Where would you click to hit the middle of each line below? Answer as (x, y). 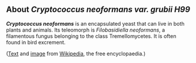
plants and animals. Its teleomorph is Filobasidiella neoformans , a (86, 30)
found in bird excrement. (36, 42)
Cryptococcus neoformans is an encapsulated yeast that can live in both (95, 23)
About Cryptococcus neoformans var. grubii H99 (98, 10)
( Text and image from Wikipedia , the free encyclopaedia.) (76, 53)
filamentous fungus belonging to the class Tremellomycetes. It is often (91, 36)
